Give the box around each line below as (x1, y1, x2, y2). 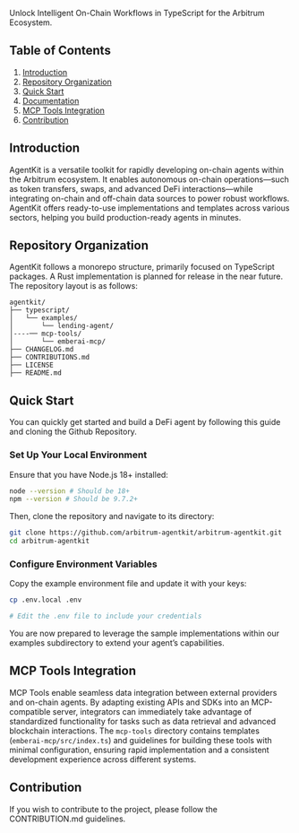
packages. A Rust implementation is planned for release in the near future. (9, 271, 284, 282)
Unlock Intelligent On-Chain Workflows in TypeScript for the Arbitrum (9, 8, 266, 18)
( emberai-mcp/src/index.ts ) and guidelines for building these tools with (9, 734, 273, 745)
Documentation (21, 95, 80, 106)
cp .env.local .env (9, 595, 82, 604)
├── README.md (9, 369, 63, 377)
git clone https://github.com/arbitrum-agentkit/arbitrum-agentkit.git (9, 528, 282, 537)
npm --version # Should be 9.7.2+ (9, 495, 139, 504)
